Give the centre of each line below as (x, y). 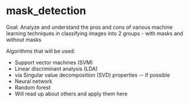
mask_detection (46, 11)
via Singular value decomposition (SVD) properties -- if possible (92, 75)
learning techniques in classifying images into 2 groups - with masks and (95, 33)
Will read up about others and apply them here (71, 94)
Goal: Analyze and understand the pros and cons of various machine (89, 27)
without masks (24, 39)
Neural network (34, 81)
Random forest (33, 87)
